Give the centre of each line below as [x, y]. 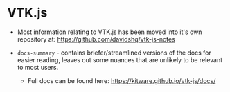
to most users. [38, 67]
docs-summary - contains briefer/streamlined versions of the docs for [114, 53]
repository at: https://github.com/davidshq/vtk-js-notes [96, 39]
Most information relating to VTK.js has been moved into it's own [109, 32]
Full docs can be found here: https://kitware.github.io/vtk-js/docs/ [122, 80]
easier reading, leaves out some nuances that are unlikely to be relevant [120, 59]
